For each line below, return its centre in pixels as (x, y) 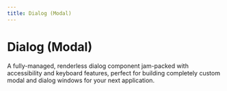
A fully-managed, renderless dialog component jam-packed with (98, 66)
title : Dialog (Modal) (39, 13)
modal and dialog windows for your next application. (81, 80)
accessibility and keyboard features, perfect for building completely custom (114, 73)
